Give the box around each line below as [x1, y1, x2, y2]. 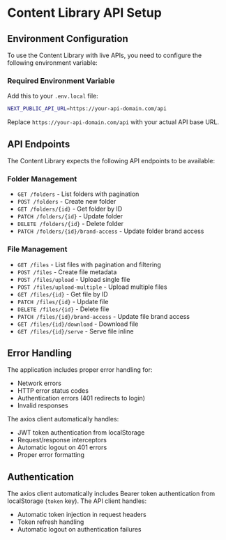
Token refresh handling [17, 518, 84, 526]
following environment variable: [7, 59, 98, 67]
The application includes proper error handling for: [7, 366, 153, 374]
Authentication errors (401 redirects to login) [17, 394, 145, 403]
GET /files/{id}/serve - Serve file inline [17, 327, 134, 336]
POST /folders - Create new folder [17, 197, 116, 206]
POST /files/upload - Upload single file [17, 275, 130, 283]
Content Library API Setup [7, 5, 162, 21]
